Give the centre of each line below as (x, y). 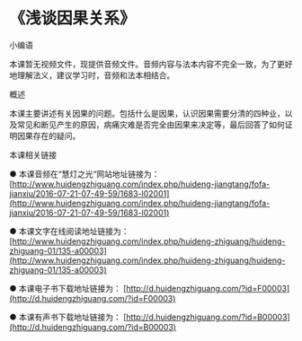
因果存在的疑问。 (49, 136)
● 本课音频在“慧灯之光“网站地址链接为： (84, 174)
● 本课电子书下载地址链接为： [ (68, 288)
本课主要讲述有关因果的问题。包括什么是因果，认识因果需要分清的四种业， (147, 113)
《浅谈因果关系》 (73, 18)
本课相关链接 (33, 154)
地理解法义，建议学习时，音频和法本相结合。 (92, 75)
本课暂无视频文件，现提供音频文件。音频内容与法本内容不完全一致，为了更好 (151, 64)
